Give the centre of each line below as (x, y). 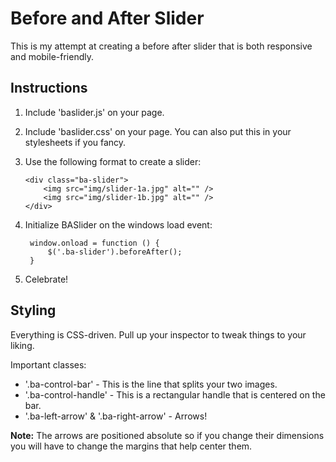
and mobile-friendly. (52, 56)
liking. (22, 345)
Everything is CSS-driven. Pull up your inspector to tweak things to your (158, 334)
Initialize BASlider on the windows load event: (118, 224)
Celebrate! (46, 279)
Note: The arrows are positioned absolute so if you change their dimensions (167, 435)
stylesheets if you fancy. (75, 142)
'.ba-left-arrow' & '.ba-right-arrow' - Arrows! (116, 416)
